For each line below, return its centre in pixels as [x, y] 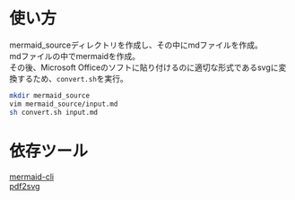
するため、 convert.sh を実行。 [72, 78]
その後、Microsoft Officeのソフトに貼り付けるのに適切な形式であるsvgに [144, 67]
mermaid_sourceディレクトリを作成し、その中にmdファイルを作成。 [136, 45]
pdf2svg [25, 186]
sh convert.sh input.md [54, 112]
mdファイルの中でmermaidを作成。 [75, 56]
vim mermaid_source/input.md [64, 104]
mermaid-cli [32, 177]
